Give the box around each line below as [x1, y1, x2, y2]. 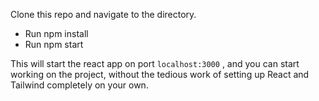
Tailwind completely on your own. [10, 79, 149, 91]
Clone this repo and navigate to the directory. [10, 9, 197, 20]
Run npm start [24, 39, 84, 50]
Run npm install [24, 28, 89, 39]
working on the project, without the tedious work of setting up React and [10, 69, 310, 80]
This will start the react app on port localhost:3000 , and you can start [10, 58, 300, 69]
